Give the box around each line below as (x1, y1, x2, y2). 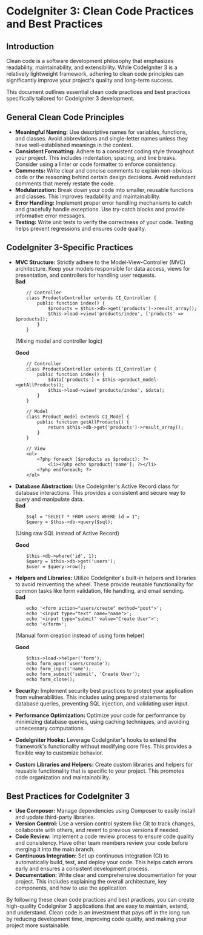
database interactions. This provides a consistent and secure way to (15, 489, 186, 496)
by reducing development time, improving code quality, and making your (6, 916, 187, 923)
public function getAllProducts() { (37, 419, 130, 425)
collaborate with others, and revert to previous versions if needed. (15, 827, 181, 834)
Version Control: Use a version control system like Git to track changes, (15, 820, 195, 827)
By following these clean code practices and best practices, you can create (6, 896, 195, 904)
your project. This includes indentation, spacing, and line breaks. (15, 154, 177, 161)
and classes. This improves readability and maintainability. (15, 193, 161, 200)
